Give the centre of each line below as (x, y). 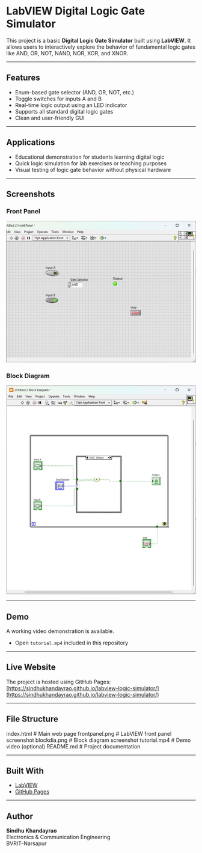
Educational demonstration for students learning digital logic (90, 157)
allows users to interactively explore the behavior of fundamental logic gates (101, 47)
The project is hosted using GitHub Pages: (59, 682)
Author (20, 816)
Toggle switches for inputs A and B (58, 99)
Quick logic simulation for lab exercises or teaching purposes (91, 163)
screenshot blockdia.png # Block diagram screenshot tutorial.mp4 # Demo (99, 740)
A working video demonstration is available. (60, 631)
